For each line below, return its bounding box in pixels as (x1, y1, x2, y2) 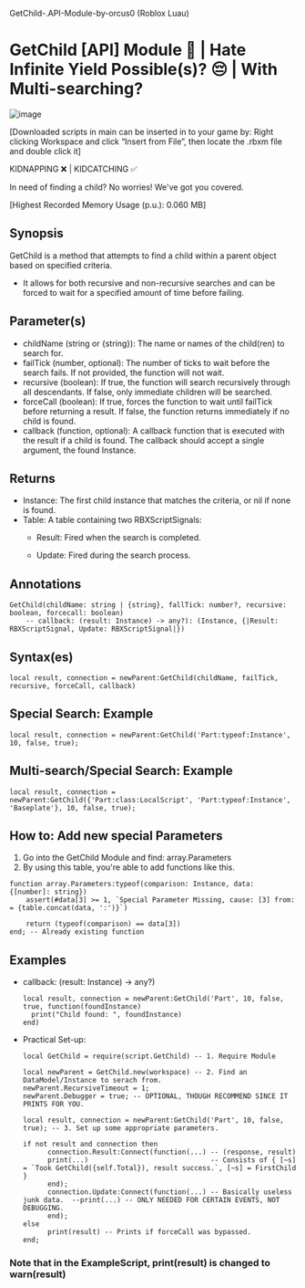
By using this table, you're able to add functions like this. (22, 862, 235, 873)
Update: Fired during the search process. (36, 550, 191, 560)
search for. (22, 347, 64, 359)
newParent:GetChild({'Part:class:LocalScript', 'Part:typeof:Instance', (9, 795, 291, 804)
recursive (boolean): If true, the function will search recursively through (22, 376, 291, 387)
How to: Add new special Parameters (9, 828, 223, 843)
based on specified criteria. (9, 259, 113, 270)
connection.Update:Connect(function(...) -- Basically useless (46, 1188, 293, 1197)
